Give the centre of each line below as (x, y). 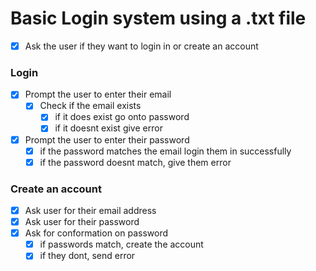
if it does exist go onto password (122, 117)
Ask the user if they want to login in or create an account (141, 46)
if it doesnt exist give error (108, 128)
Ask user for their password (82, 222)
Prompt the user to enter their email (98, 94)
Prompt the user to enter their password (107, 139)
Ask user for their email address (90, 211)
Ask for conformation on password (96, 233)
